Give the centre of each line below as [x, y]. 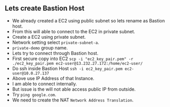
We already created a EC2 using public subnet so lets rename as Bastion [89, 20]
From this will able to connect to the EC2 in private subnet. [74, 31]
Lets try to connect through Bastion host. [55, 53]
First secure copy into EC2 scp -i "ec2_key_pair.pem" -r [73, 59]
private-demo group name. [40, 47]
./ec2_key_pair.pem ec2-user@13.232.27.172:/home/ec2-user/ [77, 63]
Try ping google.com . [34, 94]
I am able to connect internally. [44, 84]
